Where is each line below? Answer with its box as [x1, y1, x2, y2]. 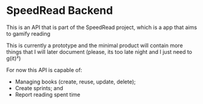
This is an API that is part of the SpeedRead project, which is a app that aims [6, 24, 198, 31]
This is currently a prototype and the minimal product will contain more [6, 42, 183, 49]
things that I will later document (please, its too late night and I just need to [6, 48, 193, 55]
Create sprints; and [15, 84, 64, 91]
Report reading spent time [15, 91, 81, 98]
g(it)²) [6, 54, 21, 62]
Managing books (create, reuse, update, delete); [15, 78, 136, 85]
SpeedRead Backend [6, 4, 113, 18]
